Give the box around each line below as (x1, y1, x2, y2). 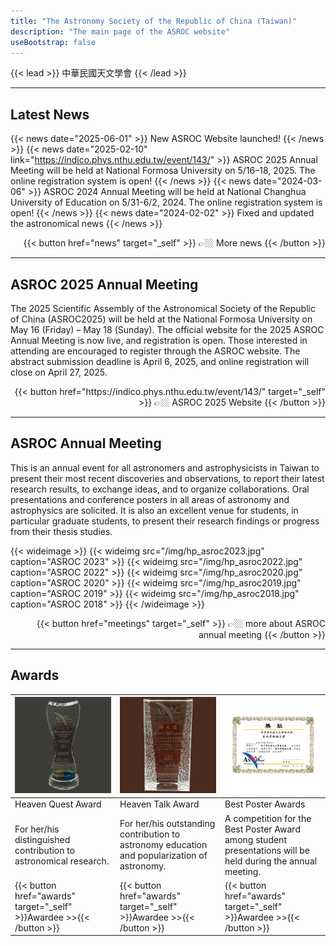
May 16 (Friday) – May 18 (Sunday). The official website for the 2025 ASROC (10, 324, 325, 335)
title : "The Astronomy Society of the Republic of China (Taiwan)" (10, 16, 298, 26)
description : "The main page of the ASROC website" (10, 26, 230, 37)
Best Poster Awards (224, 798, 306, 810)
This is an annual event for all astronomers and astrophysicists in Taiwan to (10, 461, 320, 474)
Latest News (10, 106, 90, 123)
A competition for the (224, 812, 312, 824)
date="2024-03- (253, 175, 323, 187)
